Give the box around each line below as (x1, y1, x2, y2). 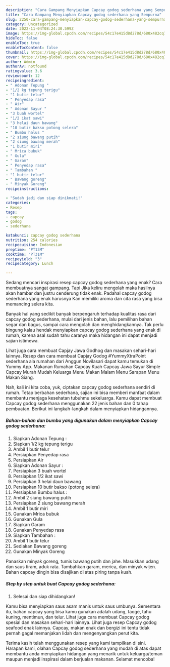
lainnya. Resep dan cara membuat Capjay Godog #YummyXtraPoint (6, 353, 146, 359)
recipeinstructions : (6, 186, 49, 191)
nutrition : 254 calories (6, 238, 58, 243)
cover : (6, 54, 20, 60)
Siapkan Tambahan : (13, 532, 56, 538)
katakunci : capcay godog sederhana (6, 233, 81, 238)
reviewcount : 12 (6, 73, 40, 79)
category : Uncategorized (6, 21, 58, 27)
